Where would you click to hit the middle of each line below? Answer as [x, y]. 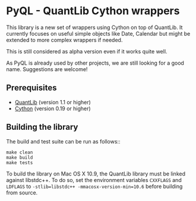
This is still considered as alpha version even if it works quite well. [87, 51]
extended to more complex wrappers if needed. [64, 40]
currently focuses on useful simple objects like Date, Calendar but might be [98, 33]
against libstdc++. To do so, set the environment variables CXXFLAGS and [94, 180]
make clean [20, 152]
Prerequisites [31, 88]
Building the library [42, 127]
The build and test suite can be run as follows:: [63, 141]
